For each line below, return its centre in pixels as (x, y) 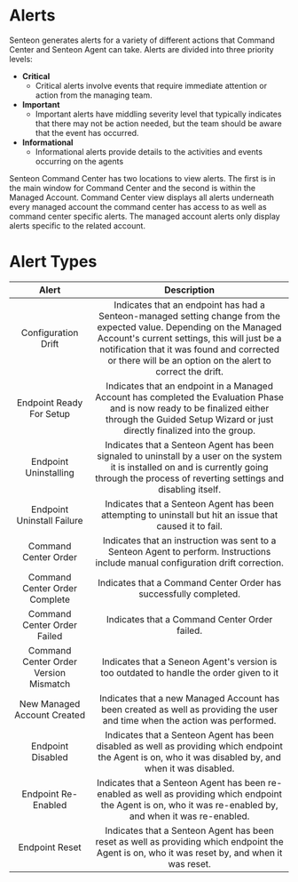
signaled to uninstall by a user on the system (189, 456)
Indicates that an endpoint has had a (190, 305)
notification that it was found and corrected (189, 349)
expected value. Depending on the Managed (189, 327)
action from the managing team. (94, 95)
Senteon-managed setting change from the (190, 316)
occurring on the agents (79, 161)
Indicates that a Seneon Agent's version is (189, 661)
